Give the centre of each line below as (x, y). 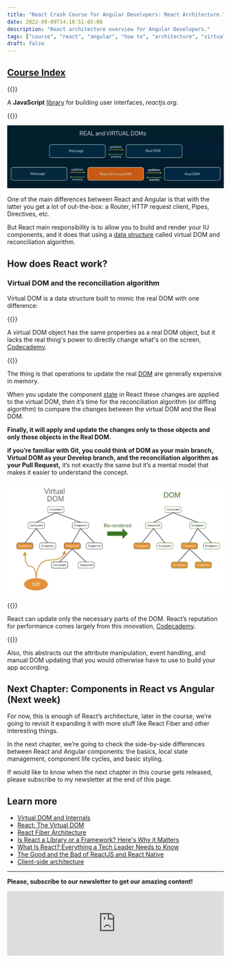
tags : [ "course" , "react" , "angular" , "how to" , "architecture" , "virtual (117, 37)
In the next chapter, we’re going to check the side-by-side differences (106, 744)
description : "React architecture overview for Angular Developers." (109, 29)
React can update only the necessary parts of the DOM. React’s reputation (112, 618)
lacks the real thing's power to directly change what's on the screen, (104, 339)
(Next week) (34, 700)
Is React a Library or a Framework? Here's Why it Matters (98, 840)
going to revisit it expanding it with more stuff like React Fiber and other (108, 724)
